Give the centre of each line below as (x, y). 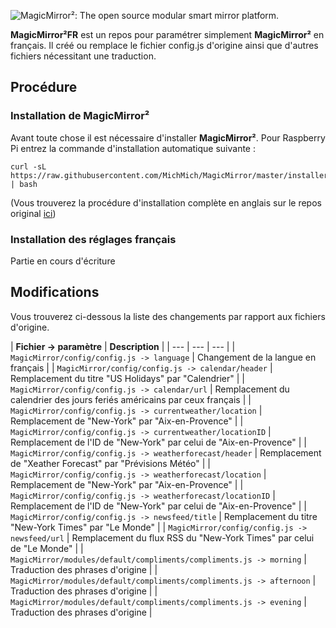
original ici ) (33, 213)
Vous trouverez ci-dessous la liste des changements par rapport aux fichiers (168, 316)
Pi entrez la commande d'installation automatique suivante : (133, 148)
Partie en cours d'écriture (63, 261)
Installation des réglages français (93, 239)
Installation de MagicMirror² (80, 116)
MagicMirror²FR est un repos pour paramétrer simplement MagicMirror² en (167, 34)
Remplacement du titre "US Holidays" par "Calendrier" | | (128, 378)
